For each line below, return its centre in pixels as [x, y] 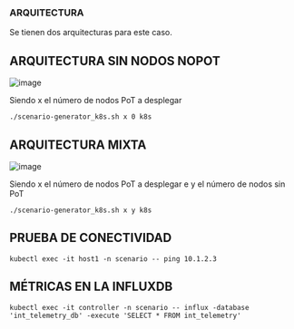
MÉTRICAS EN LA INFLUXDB [91, 287]
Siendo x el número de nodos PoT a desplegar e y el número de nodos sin [147, 184]
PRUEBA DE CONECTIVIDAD [91, 238]
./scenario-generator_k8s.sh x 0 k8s [81, 117]
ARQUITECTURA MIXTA [78, 145]
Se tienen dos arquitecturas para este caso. [91, 33]
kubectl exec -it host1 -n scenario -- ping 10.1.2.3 [113, 259]
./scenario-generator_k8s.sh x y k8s [81, 210]
